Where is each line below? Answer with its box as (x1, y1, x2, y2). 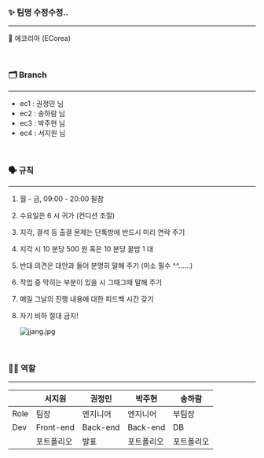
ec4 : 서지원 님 (19, 128, 66, 137)
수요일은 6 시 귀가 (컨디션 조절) (19, 211, 115, 220)
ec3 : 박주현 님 (19, 118, 65, 127)
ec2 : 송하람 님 (19, 108, 65, 118)
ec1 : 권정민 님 (19, 98, 64, 108)
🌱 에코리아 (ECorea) (8, 34, 71, 43)
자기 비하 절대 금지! (19, 310, 79, 320)
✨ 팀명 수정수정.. (8, 6, 69, 17)
